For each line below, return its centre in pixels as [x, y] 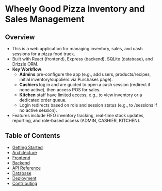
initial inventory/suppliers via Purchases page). [66, 79]
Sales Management [45, 19]
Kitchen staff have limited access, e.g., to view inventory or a [81, 95]
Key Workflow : [27, 69]
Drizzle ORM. [25, 64]
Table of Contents [33, 136]
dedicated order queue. [43, 100]
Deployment [24, 178]
